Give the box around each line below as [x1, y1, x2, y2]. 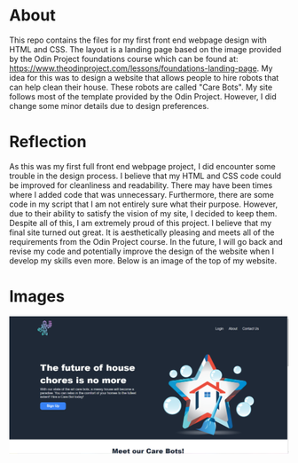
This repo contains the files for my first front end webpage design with [9, 35, 268, 45]
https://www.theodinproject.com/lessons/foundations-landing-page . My [9, 63, 273, 74]
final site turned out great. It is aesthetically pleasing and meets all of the [9, 227, 275, 238]
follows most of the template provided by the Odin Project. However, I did [9, 90, 277, 102]
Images [9, 286, 65, 307]
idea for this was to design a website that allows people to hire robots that [9, 72, 279, 82]
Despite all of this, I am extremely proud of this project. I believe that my [9, 217, 272, 228]
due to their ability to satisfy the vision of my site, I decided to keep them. [9, 208, 278, 218]
